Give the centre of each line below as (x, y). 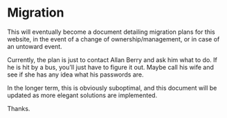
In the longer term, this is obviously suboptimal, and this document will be (112, 88)
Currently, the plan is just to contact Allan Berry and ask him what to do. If (112, 59)
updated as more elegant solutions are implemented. (82, 95)
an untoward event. (35, 46)
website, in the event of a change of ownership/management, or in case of (113, 39)
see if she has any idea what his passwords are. (75, 75)
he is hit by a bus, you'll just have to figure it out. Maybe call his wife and (111, 67)
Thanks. (19, 108)
